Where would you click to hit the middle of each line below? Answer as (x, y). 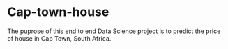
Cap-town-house (58, 12)
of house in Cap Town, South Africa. (59, 38)
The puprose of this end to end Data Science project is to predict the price (114, 31)
